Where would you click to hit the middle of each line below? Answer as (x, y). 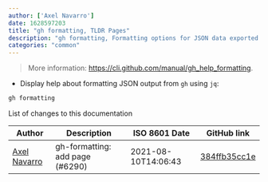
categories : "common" (44, 45)
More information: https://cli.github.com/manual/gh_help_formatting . (140, 68)
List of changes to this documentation (71, 113)
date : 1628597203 (37, 23)
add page (73, 156)
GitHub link (228, 133)
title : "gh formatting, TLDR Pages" (69, 30)
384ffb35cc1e (228, 156)
